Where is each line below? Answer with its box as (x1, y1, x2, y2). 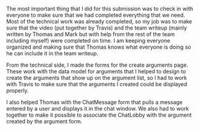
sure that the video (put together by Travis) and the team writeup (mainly (6, 24, 187, 31)
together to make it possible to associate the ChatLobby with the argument (6, 111, 192, 118)
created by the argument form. (6, 118, 83, 125)
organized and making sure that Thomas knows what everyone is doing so (6, 43, 191, 50)
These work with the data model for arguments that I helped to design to (6, 68, 186, 75)
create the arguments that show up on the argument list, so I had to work (6, 75, 188, 81)
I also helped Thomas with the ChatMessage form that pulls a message (6, 99, 183, 106)
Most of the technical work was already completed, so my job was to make (6, 18, 192, 25)
